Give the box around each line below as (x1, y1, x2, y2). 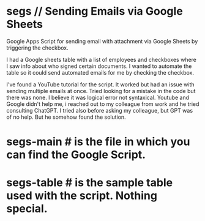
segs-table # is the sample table (6, 176, 173, 190)
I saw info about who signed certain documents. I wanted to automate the (6, 62, 192, 70)
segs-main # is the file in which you (6, 135, 190, 149)
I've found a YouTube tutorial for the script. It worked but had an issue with (6, 81, 195, 88)
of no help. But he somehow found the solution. (6, 113, 127, 121)
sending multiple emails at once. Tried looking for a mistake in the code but (6, 87, 196, 94)
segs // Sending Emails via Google (6, 4, 184, 18)
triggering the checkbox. (6, 44, 69, 51)
